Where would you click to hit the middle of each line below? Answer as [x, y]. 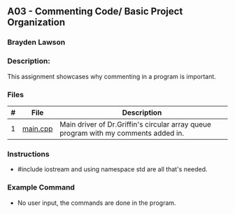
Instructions [29, 154]
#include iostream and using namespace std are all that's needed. [112, 169]
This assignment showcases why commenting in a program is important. [112, 76]
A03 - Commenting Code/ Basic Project [95, 12]
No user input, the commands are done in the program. [97, 203]
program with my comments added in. [122, 133]
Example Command [41, 187]
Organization [36, 23]
